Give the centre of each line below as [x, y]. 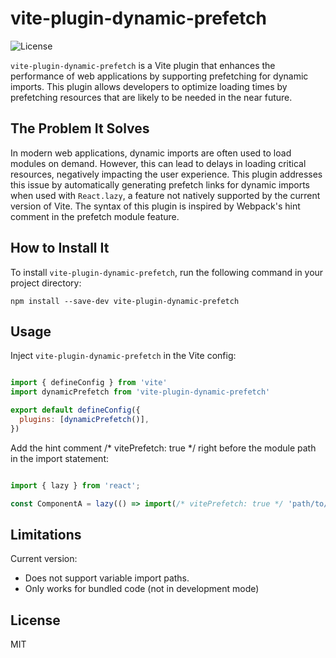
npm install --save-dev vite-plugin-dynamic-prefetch [125, 301]
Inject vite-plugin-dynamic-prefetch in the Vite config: [123, 356]
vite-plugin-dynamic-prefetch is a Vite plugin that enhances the [143, 65]
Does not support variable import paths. [107, 578]
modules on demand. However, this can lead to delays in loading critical [158, 163]
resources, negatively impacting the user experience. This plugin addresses [166, 174]
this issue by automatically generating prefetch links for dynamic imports [160, 184]
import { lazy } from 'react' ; [75, 485]
